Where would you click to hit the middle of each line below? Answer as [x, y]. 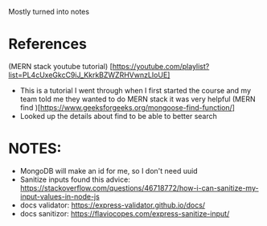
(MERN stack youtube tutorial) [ [60, 66]
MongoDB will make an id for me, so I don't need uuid [109, 171]
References [47, 44]
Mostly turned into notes [49, 12]
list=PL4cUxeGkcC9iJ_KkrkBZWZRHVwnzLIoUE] [89, 75]
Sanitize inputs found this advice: [75, 179]
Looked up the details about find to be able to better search [118, 116]
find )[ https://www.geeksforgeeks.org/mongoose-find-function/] [127, 107]
